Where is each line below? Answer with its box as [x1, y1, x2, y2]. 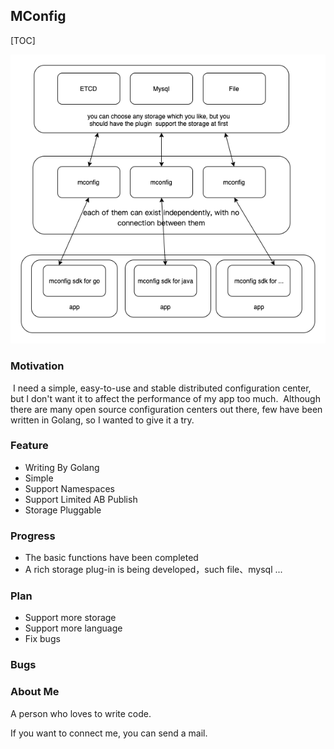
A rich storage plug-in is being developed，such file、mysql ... [24, 564, 283, 576]
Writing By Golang [24, 461, 100, 473]
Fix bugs [24, 633, 61, 645]
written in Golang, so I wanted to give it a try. [10, 414, 195, 426]
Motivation [10, 359, 65, 373]
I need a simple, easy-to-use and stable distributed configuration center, [12, 382, 312, 394]
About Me [10, 685, 60, 699]
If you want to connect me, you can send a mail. [10, 727, 208, 739]
